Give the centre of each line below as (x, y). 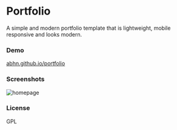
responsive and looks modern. (44, 34)
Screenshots (25, 79)
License (18, 108)
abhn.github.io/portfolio (36, 63)
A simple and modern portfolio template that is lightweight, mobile (88, 28)
